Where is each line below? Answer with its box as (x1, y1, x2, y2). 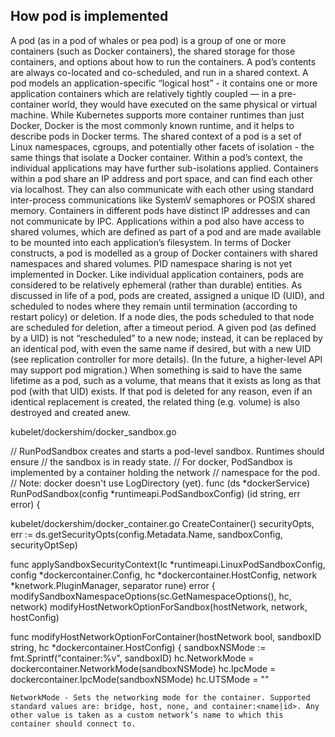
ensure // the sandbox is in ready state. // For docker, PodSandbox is (10, 455, 293, 468)
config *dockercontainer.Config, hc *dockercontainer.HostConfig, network (10, 569, 318, 581)
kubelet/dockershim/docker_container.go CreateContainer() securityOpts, (10, 517, 315, 529)
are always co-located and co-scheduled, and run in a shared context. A (10, 66, 309, 78)
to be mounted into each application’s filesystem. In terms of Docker (10, 236, 292, 248)
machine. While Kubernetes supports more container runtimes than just (10, 109, 305, 121)
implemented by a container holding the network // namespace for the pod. (10, 466, 320, 478)
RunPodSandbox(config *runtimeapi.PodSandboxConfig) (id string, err (10, 487, 301, 499)
